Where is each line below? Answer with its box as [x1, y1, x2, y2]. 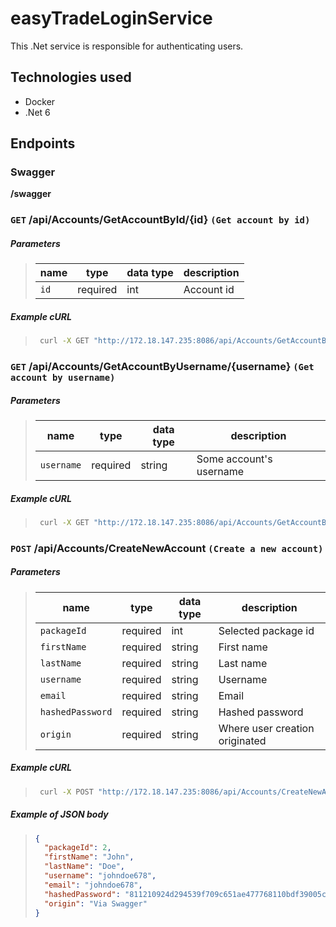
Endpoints [10, 135, 76, 152]
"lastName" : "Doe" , [44, 862, 126, 872]
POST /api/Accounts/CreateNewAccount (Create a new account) [10, 541, 324, 555]
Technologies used [10, 69, 132, 86]
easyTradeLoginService [10, 7, 213, 30]
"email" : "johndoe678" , [44, 880, 143, 890]
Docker [24, 95, 56, 107]
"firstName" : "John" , [44, 852, 135, 862]
